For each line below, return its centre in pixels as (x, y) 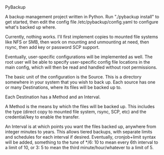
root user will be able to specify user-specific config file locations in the (78, 62)
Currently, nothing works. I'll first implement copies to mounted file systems (82, 37)
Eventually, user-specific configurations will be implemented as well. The (79, 57)
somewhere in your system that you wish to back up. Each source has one (80, 82)
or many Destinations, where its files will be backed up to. (63, 87)
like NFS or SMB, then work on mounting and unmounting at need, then (77, 42)
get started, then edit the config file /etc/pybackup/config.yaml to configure (82, 22)
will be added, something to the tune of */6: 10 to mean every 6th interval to (82, 142)
